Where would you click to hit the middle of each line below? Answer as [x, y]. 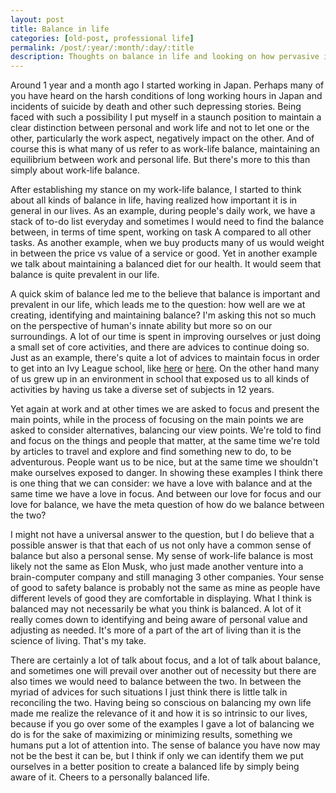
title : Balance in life [60, 29]
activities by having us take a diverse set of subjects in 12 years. [142, 390]
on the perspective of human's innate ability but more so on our [141, 326]
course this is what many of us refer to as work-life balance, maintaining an [165, 149]
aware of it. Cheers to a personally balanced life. [110, 777]
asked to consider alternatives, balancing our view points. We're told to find [166, 430]
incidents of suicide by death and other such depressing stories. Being [156, 107]
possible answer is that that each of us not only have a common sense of [161, 545]
